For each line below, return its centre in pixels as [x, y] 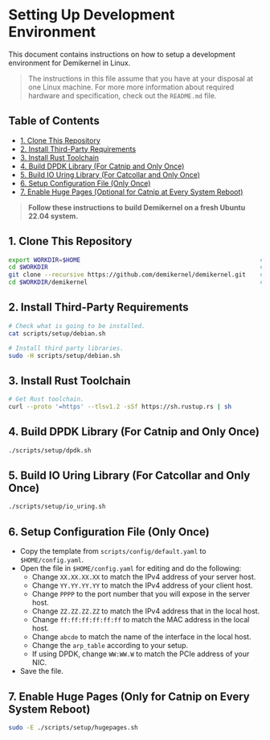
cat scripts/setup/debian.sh [57, 333]
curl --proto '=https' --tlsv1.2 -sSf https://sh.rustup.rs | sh [120, 407]
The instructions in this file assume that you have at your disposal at [141, 78]
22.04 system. [53, 216]
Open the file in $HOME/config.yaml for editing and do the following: [131, 568]
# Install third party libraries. [66, 348]
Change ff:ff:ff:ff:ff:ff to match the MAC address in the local [141, 620]
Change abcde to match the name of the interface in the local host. [141, 637]
